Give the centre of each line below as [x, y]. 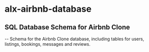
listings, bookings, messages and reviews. [48, 44]
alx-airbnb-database [48, 9]
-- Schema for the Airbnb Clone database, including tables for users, [74, 39]
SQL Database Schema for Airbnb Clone [67, 27]
